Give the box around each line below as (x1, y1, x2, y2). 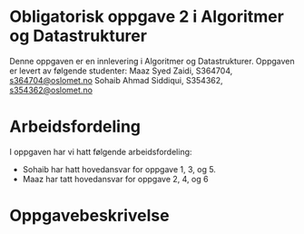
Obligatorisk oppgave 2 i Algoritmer (9, 6, 284, 27)
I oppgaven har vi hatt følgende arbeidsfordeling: (9, 146, 192, 157)
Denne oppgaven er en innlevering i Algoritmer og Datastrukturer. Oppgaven (9, 55, 295, 66)
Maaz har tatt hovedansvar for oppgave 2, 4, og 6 (22, 173, 209, 184)
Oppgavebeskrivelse (9, 206, 170, 226)
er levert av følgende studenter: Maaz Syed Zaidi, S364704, (9, 65, 233, 76)
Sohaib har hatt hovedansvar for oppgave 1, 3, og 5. (22, 163, 216, 174)
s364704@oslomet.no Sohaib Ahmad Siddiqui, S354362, (9, 74, 224, 85)
